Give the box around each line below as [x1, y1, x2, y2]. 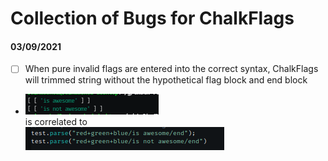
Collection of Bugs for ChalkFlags [10, 7, 295, 30]
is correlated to [24, 116, 88, 128]
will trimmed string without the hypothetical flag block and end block [24, 74, 308, 86]
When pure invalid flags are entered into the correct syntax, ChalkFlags [24, 63, 319, 75]
